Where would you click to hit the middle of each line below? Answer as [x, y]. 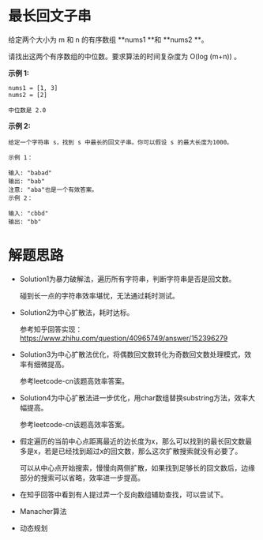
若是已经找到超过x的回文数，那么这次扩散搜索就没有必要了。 [143, 451]
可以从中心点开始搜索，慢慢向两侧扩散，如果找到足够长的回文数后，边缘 [137, 467]
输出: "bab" [26, 181]
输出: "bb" [25, 222]
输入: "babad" [30, 173]
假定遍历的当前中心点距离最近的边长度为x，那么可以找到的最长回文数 [132, 441]
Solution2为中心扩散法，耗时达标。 [77, 312]
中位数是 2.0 [27, 110]
